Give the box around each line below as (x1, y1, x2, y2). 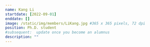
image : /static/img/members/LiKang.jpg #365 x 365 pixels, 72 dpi (5, 21, 146, 26)
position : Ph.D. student (5, 25, 57, 30)
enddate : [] (5, 16, 30, 21)
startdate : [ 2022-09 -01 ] (5, 12, 57, 17)
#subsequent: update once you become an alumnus (5, 30, 110, 35)
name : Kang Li (5, 7, 35, 12)
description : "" (5, 35, 39, 40)
